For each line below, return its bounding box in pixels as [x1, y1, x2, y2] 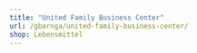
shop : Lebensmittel [9, 30, 84, 39]
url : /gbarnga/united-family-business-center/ [9, 22, 189, 31]
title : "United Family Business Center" [9, 13, 165, 22]
